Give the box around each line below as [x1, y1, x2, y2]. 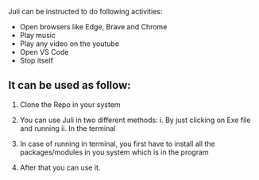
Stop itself [19, 56, 54, 65]
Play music [19, 31, 56, 40]
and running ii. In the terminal [19, 123, 116, 133]
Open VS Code [19, 48, 69, 56]
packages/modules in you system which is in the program [19, 147, 209, 157]
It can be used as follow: [8, 79, 131, 92]
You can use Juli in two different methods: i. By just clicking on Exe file [19, 115, 251, 124]
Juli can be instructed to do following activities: [8, 7, 163, 16]
